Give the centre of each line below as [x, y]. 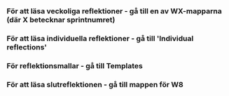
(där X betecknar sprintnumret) [61, 19]
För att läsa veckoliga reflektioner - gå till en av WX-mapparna [114, 11]
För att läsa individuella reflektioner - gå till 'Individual [100, 38]
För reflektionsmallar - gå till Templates [75, 65]
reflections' [27, 47]
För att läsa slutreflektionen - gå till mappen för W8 [95, 84]
